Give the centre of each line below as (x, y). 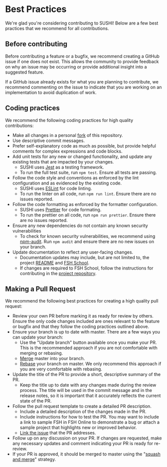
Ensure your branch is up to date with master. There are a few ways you (86, 332)
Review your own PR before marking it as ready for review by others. (83, 316)
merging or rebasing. (41, 353)
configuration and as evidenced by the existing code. (67, 183)
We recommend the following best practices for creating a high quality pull (82, 301)
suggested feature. (25, 72)
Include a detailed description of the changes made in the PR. (83, 411)
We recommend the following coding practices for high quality (69, 120)
